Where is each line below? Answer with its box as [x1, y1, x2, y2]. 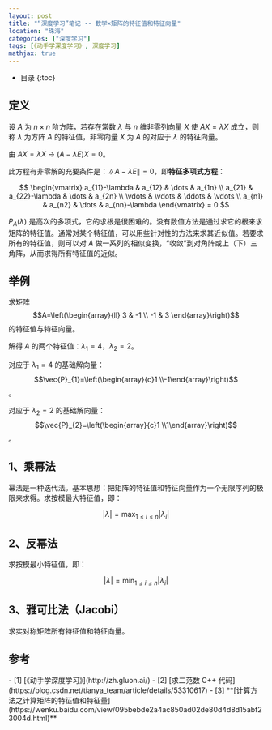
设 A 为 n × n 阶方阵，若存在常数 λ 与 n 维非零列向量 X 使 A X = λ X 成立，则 [8, 122, 259, 131]
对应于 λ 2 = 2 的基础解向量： [8, 406, 106, 417]
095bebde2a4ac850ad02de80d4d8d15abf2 [114, 704, 263, 714]
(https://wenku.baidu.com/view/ [8, 704, 116, 714]
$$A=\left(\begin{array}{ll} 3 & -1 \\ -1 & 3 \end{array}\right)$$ [32, 310, 240, 320]
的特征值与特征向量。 [8, 324, 79, 334]
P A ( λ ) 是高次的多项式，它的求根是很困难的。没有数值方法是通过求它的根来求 [8, 216, 263, 228]
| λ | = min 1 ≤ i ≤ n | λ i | [104, 576, 168, 587]
